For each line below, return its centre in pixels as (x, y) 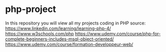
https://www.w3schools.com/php (39, 33)
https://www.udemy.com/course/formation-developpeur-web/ (69, 44)
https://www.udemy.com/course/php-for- (118, 33)
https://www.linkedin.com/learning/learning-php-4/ (58, 28)
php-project (31, 9)
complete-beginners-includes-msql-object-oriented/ (59, 39)
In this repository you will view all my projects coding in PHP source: (75, 23)
